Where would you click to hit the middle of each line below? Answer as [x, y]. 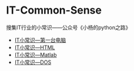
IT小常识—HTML [35, 47]
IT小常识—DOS [33, 62]
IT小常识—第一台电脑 [40, 40]
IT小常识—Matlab [36, 54]
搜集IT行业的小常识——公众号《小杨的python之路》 [68, 27]
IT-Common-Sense [54, 10]
